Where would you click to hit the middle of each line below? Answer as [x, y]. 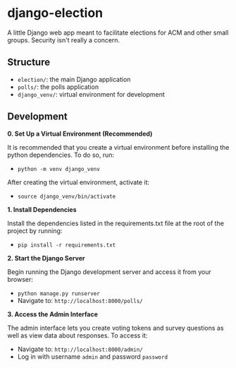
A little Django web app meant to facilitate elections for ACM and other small [118, 32]
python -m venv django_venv [58, 169]
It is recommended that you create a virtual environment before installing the [118, 147]
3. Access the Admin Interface [53, 314]
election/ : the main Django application [74, 79]
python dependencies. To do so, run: [61, 155]
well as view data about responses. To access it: [77, 335]
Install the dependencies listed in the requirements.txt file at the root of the [116, 223]
